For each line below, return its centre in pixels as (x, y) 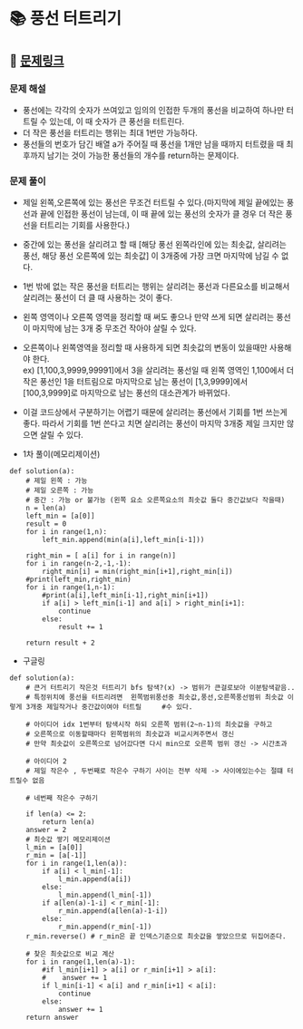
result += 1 (80, 627)
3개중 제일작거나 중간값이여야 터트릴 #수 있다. (109, 707)
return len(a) (68, 822)
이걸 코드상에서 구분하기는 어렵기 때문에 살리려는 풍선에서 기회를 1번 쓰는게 (155, 413)
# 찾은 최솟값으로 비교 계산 (70, 954)
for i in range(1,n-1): (71, 587)
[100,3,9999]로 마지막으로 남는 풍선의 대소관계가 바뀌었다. (126, 393)
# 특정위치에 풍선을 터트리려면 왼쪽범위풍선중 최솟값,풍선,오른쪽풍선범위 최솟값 (155, 698)
